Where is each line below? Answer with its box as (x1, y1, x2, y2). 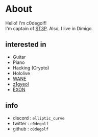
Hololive (12, 70, 30, 76)
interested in (5, 40, 47, 49)
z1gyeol (12, 81, 29, 87)
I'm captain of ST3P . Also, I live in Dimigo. (5, 25, 93, 31)
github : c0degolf (12, 126, 48, 132)
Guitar (12, 54, 26, 60)
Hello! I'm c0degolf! (5, 20, 47, 26)
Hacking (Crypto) (12, 64, 50, 71)
